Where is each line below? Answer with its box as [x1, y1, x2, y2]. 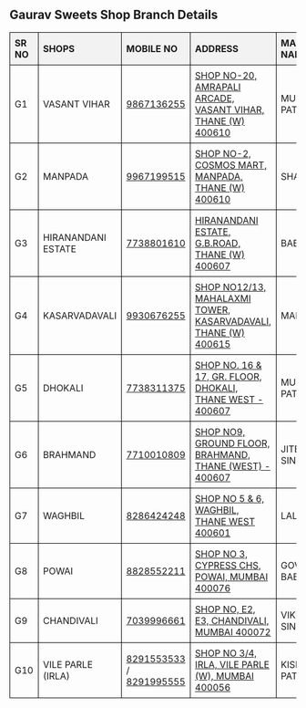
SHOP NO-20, [194, 68, 258, 81]
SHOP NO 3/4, [194, 647, 258, 660]
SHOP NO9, [194, 425, 246, 438]
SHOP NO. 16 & [194, 359, 262, 371]
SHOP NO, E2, [194, 602, 256, 615]
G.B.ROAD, [194, 236, 241, 249]
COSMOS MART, [194, 159, 267, 172]
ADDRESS [194, 42, 240, 55]
